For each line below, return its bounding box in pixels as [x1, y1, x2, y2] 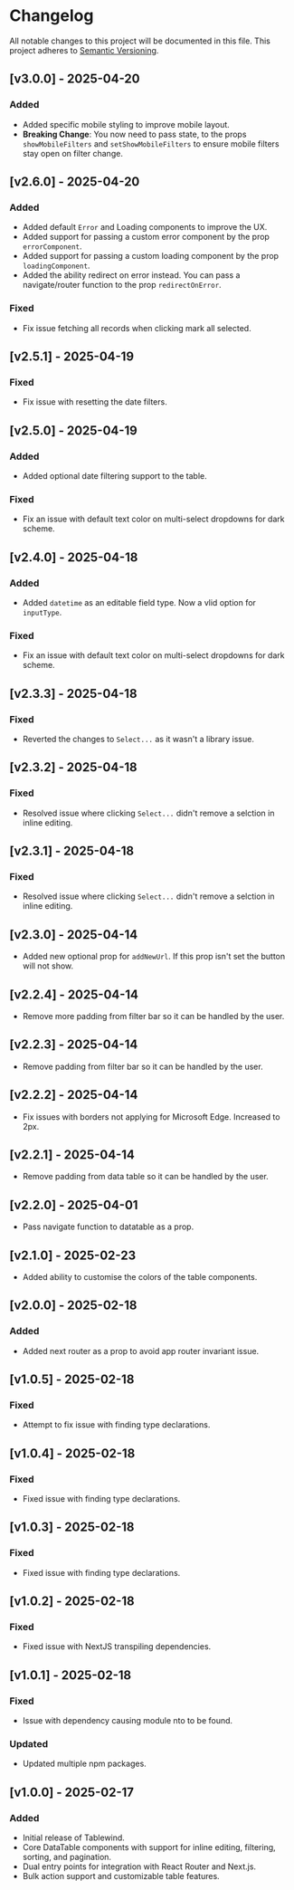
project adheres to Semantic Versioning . [9, 44, 159, 55]
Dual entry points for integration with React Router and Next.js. [22, 1861, 256, 1872]
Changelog [9, 5, 94, 26]
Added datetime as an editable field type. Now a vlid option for [22, 597, 256, 607]
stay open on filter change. [22, 148, 124, 158]
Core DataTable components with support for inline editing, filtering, [22, 1842, 276, 1853]
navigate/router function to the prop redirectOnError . [22, 280, 222, 291]
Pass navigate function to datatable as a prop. [22, 1221, 194, 1232]
